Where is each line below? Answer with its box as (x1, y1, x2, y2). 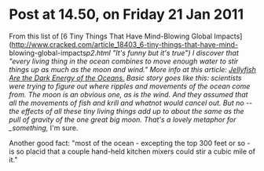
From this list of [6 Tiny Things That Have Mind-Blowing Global (9, 31, 213, 41)
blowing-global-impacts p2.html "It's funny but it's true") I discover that (9, 48, 239, 57)
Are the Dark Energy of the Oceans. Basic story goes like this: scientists (9, 73, 242, 82)
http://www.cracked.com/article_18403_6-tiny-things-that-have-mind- (11, 39, 239, 49)
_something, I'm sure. (9, 123, 79, 133)
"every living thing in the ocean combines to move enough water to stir (9, 56, 239, 66)
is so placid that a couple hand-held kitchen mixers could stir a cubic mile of (9, 147, 256, 156)
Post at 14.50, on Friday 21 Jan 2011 (9, 5, 244, 24)
